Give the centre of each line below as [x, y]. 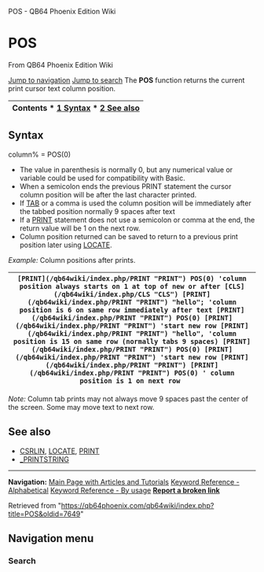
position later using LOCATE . [66, 245]
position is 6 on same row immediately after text [116, 310]
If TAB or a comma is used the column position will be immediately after [135, 203]
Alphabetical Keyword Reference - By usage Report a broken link [114, 490]
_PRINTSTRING [44, 459]
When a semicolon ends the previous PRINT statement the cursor [125, 186]
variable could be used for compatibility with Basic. [103, 178]
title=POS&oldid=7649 [44, 514]
